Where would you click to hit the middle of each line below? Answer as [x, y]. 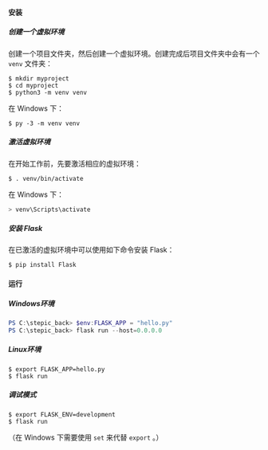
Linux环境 [25, 350]
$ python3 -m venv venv [48, 92]
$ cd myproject [33, 85]
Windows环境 [32, 303]
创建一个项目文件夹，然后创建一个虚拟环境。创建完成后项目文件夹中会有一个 [134, 53]
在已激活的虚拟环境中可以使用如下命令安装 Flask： [91, 250]
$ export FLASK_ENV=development [62, 414]
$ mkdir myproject [39, 78]
